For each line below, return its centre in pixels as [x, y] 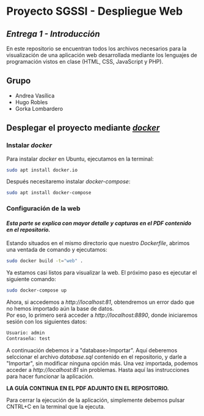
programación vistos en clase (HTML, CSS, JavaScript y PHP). [85, 62]
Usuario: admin [26, 333]
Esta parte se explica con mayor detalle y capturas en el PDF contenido [99, 223]
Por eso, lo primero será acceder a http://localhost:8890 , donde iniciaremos [102, 315]
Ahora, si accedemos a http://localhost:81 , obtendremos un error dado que [100, 302]
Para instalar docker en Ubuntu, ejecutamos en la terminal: [80, 159]
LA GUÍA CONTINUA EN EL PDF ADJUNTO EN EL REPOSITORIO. [88, 388]
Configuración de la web [43, 208]
